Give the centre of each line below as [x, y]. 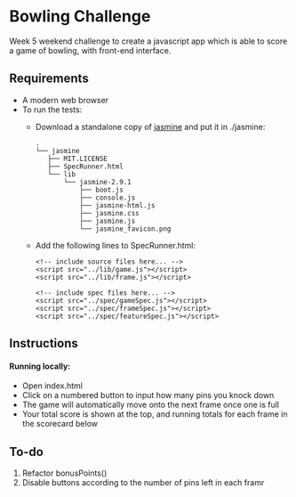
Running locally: [40, 366]
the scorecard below [60, 424]
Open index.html [52, 386]
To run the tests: [52, 110]
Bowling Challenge [80, 16]
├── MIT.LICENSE [78, 159]
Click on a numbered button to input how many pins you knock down [148, 395]
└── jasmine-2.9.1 [97, 182]
